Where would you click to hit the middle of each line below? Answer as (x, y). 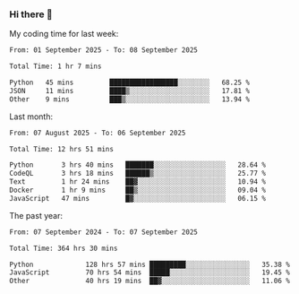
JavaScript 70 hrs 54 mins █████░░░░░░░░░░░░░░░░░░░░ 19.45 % (150, 272)
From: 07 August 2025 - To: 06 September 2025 (98, 133)
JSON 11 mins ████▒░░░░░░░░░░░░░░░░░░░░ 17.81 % (130, 91)
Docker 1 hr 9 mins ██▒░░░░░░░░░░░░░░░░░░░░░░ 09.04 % (138, 190)
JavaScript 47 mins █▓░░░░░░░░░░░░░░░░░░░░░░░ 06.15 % (138, 198)
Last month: (31, 117)
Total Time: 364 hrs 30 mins (64, 248)
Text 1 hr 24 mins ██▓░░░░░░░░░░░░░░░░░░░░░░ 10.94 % (138, 182)
